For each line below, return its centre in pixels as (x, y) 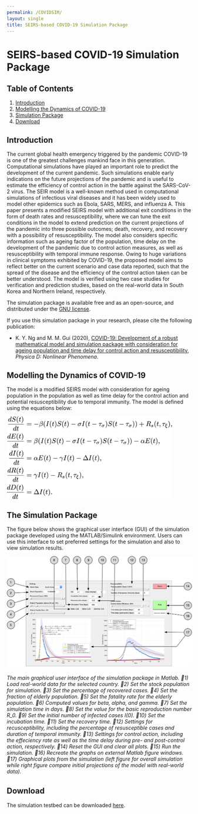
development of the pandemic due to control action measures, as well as (95, 248)
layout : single (25, 18)
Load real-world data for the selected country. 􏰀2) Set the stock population (98, 684)
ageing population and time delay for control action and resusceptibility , (102, 351)
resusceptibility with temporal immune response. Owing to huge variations (97, 254)
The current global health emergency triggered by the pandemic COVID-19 (97, 154)
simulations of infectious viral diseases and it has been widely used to (91, 198)
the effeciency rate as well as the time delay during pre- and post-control (96, 740)
